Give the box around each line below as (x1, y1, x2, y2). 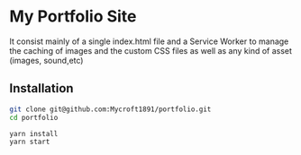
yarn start (9, 137, 50, 147)
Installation (9, 81, 74, 96)
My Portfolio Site (9, 6, 137, 27)
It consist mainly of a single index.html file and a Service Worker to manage (9, 36, 289, 47)
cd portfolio (9, 113, 59, 122)
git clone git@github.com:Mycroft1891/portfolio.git (9, 105, 212, 114)
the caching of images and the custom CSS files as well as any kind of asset (9, 45, 293, 56)
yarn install (9, 129, 59, 138)
